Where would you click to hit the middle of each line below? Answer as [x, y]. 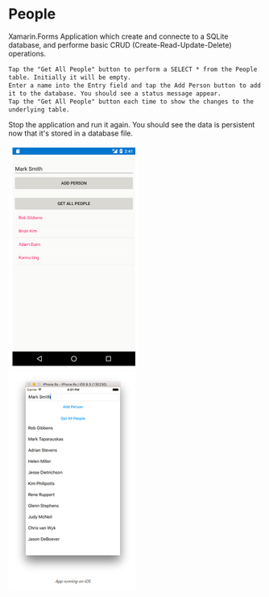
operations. [27, 53]
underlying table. [39, 110]
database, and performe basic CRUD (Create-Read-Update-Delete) [120, 44]
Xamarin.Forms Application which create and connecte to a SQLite [118, 36]
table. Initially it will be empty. [70, 77]
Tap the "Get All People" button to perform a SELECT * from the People [133, 69]
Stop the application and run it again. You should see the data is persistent [132, 124]
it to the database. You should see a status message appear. [115, 94]
